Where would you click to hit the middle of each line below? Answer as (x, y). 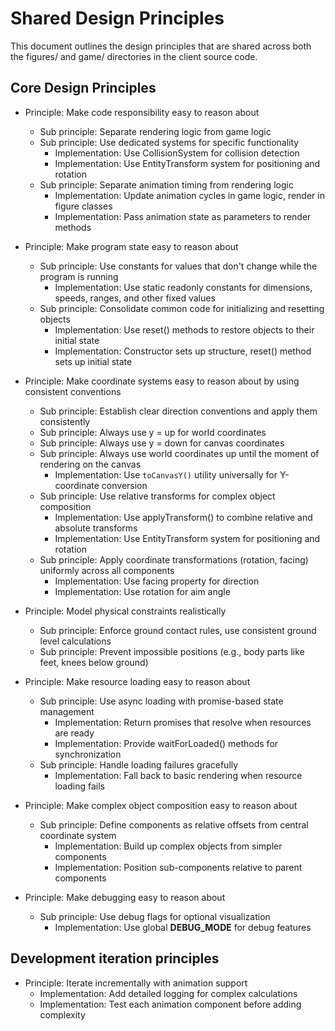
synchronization (88, 754)
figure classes (83, 206)
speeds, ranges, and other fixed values (135, 298)
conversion (124, 485)
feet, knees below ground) (94, 662)
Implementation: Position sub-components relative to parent (178, 867)
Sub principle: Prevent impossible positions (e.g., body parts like (172, 651)
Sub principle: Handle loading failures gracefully (139, 764)
